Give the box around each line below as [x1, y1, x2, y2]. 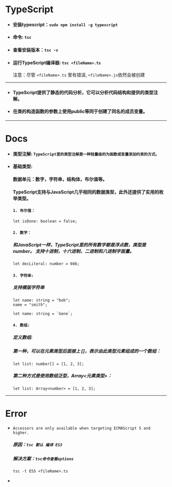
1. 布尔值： [12, 208, 35, 214]
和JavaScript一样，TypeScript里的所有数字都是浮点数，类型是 [12, 242, 146, 248]
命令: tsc [12, 34, 32, 40]
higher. [12, 430, 29, 435]
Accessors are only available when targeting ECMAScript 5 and [12, 426, 151, 431]
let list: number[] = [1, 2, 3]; [12, 361, 84, 367]
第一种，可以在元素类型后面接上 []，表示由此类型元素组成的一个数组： [12, 348, 161, 354]
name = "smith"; [12, 302, 48, 307]
